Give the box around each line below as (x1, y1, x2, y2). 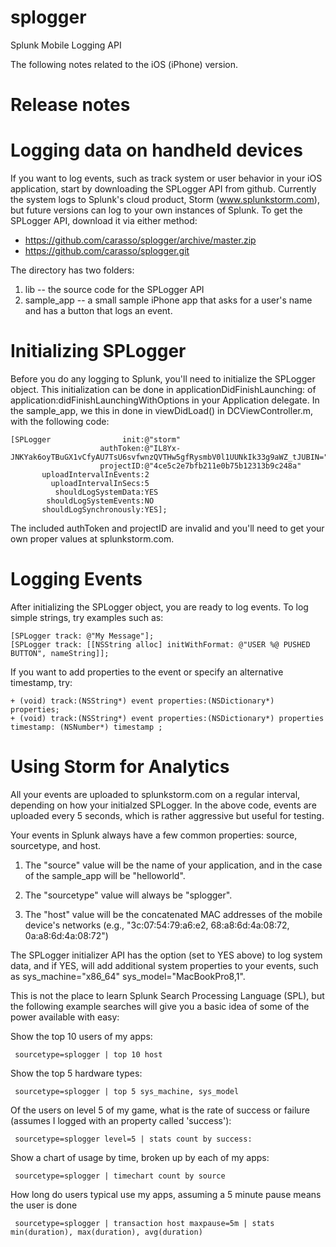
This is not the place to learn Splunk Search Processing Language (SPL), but (10, 989, 325, 1001)
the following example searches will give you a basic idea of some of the (10, 1000, 310, 1012)
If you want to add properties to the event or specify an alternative (10, 666, 284, 678)
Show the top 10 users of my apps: (10, 1030, 153, 1042)
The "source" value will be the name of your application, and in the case (24, 859, 323, 871)
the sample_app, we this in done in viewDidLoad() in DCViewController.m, (10, 405, 314, 416)
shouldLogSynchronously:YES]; (41, 505, 168, 515)
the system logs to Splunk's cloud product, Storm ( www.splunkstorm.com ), (10, 194, 320, 206)
